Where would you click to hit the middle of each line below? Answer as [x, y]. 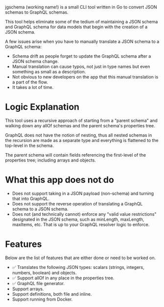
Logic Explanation [42, 107]
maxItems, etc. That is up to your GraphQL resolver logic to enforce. [81, 225]
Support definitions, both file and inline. [52, 294]
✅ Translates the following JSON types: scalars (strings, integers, [78, 267]
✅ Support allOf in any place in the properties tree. [63, 278]
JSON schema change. [35, 61]
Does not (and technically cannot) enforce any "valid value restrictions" [84, 214]
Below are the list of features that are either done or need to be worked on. [81, 258]
